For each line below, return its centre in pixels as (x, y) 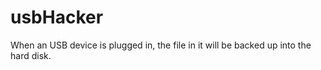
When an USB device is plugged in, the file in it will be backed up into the (161, 45)
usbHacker (57, 17)
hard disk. (31, 55)
